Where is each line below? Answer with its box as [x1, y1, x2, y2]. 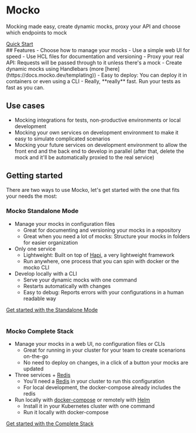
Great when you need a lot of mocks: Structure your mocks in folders [23, 232, 190, 240]
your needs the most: [6, 193, 57, 200]
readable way [23, 295, 57, 302]
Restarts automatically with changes [23, 282, 111, 290]
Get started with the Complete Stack [6, 420, 94, 427]
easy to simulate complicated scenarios [14, 135, 111, 142]
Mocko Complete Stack [6, 327, 74, 335]
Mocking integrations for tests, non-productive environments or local [14, 116, 181, 123]
